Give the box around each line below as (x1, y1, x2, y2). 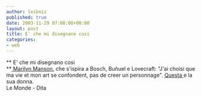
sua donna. (6, 77, 34, 85)
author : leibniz (6, 8, 47, 15)
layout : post (6, 25, 39, 32)
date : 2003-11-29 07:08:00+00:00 (6, 20, 90, 26)
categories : (6, 37, 36, 43)
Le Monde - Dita (6, 84, 47, 91)
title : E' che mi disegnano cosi (6, 31, 90, 37)
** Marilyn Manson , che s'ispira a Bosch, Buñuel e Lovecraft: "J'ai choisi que (6, 65, 196, 72)
